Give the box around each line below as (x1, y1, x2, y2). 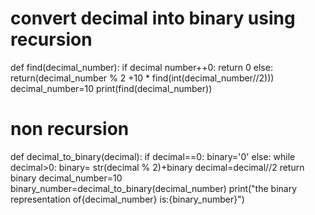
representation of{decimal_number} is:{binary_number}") (10, 193, 245, 205)
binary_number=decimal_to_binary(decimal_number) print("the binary (10, 182, 298, 194)
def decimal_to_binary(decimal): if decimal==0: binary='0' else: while (10, 150, 296, 162)
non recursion (10, 118, 130, 141)
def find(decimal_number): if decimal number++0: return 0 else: (10, 61, 273, 73)
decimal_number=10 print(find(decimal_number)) (10, 82, 213, 94)
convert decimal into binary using (10, 7, 296, 30)
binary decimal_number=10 (10, 172, 123, 184)
